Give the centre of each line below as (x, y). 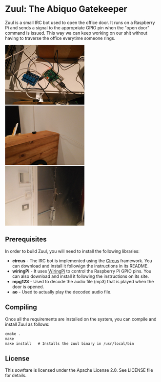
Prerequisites (26, 239)
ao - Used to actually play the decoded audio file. (62, 292)
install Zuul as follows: (27, 324)
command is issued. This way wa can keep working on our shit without (76, 33)
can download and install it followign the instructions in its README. (80, 266)
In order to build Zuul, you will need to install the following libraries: (72, 251)
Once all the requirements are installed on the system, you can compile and (81, 319)
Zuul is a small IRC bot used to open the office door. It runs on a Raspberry (80, 22)
